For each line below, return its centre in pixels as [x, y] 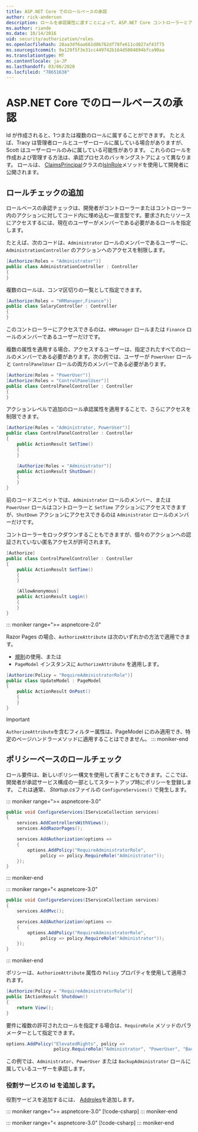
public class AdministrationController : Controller [72, 266]
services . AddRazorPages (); [50, 828]
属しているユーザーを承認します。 [47, 1069]
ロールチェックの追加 [45, 193]
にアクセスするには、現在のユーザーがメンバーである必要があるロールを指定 [99, 223]
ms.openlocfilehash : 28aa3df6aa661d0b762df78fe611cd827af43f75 [85, 45]
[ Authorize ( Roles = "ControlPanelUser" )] [58, 381]
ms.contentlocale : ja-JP [37, 61]
